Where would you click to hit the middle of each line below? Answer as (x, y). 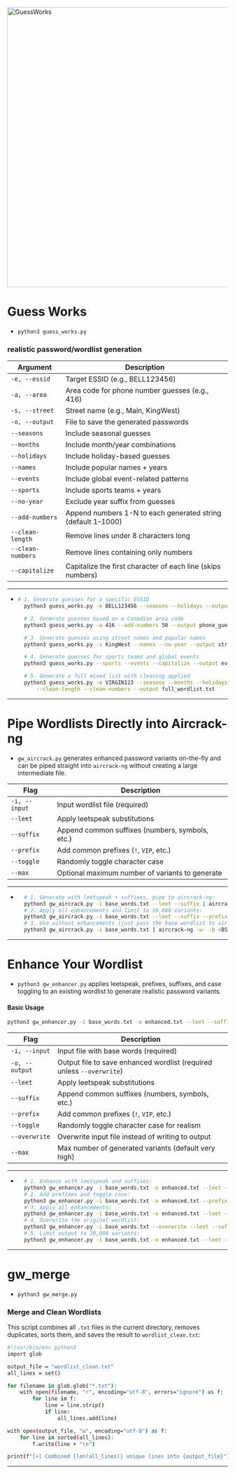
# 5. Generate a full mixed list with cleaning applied (107, 676)
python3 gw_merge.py (47, 1294)
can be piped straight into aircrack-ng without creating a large (107, 765)
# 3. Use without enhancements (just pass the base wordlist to (120, 923)
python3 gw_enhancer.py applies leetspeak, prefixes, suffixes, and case (119, 983)
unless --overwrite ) (90, 1072)
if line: (57, 1412)
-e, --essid (31, 379)
